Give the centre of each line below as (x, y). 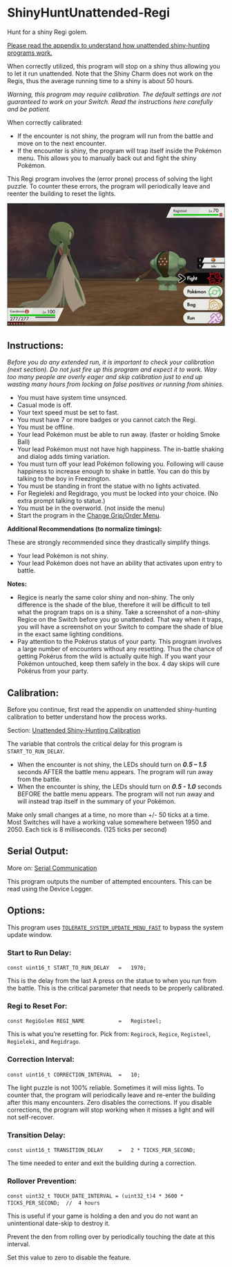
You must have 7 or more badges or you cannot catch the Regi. (107, 420)
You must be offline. (46, 427)
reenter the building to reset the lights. (61, 193)
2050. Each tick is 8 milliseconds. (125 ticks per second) (87, 830)
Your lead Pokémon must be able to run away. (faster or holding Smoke (118, 435)
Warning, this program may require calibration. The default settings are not (114, 94)
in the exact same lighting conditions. (70, 634)
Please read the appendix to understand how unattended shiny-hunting (109, 45)
